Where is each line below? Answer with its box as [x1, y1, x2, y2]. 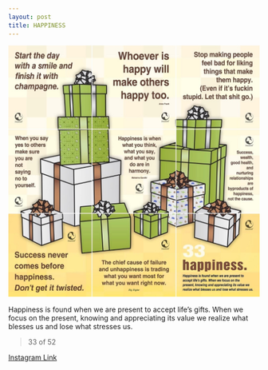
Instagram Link [8, 352, 57, 362]
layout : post [8, 13, 52, 21]
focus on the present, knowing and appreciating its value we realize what [8, 312, 249, 323]
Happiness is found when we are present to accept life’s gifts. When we [8, 304, 243, 314]
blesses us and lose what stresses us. [8, 321, 133, 331]
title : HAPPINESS [8, 21, 66, 30]
